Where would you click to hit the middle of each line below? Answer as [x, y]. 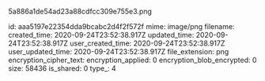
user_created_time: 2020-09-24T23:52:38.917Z [148, 43]
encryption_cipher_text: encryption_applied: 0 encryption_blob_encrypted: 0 [132, 60]
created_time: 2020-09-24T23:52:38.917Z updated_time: [101, 35]
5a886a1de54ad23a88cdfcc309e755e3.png [80, 11]
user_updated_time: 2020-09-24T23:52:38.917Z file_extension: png [119, 52]
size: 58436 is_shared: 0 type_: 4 [62, 68]
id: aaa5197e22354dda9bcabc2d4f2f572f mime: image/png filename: [121, 26]
